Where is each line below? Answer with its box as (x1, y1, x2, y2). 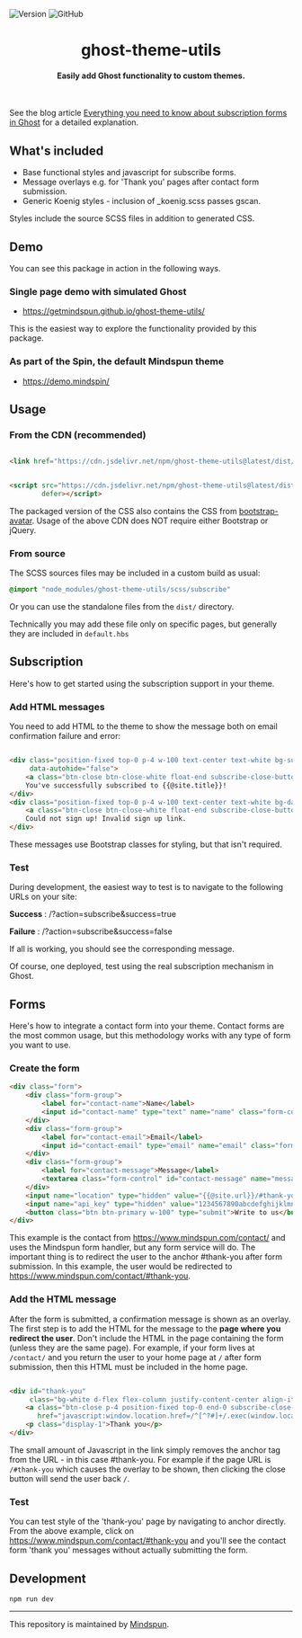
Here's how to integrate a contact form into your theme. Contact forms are (9, 1020, 285, 1031)
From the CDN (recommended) (9, 428, 147, 441)
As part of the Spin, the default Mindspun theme (9, 355, 225, 368)
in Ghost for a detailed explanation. (9, 117, 139, 128)
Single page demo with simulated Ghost (9, 285, 187, 298)
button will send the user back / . (9, 1473, 130, 1483)
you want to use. (9, 1039, 71, 1051)
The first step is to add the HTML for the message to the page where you (9, 1322, 281, 1334)
